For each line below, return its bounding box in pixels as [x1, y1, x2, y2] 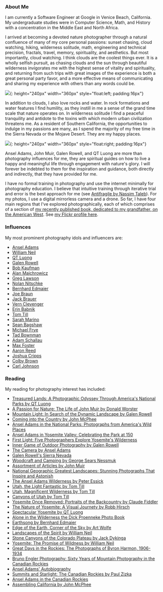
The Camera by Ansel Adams [12, 447, 71, 453]
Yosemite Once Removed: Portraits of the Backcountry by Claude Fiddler [12, 499, 158, 505]
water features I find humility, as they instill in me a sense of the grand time [5, 105, 156, 111]
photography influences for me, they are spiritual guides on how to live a [5, 156, 151, 161]
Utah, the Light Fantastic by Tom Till [12, 483, 85, 489]
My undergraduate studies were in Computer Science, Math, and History [5, 19, 151, 25]
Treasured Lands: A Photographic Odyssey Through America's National [12, 395, 156, 401]
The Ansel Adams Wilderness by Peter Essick [12, 478, 104, 484]
